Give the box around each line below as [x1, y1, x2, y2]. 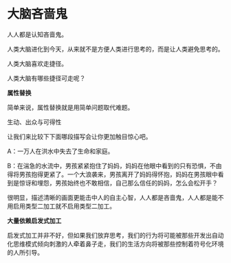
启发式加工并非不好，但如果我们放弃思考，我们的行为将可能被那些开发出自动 [7, 231, 224, 239]
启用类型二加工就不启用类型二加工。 [12, 202, 115, 210]
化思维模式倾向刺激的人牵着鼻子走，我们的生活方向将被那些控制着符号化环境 [7, 240, 224, 248]
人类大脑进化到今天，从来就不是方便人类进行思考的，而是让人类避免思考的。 [7, 45, 224, 53]
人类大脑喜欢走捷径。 [7, 59, 67, 67]
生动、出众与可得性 [7, 117, 62, 126]
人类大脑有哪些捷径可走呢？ [7, 73, 86, 82]
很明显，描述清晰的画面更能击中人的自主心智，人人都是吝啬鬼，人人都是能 [7, 193, 218, 201]
